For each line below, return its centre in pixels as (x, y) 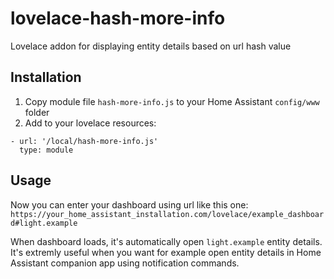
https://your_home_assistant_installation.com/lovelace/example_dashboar (167, 214)
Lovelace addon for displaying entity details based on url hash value (151, 46)
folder (37, 112)
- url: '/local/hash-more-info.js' (84, 141)
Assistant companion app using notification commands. (125, 263)
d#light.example (44, 223)
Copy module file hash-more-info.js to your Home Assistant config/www (172, 101)
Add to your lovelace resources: (90, 123)
